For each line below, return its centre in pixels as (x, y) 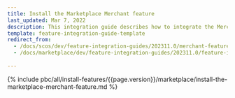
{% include (23, 79)
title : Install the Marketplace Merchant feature (81, 14)
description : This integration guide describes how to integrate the (111, 27)
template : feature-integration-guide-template (76, 33)
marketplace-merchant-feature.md (57, 86)
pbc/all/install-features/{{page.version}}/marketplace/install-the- (134, 79)
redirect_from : (29, 40)
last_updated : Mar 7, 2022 (47, 20)
